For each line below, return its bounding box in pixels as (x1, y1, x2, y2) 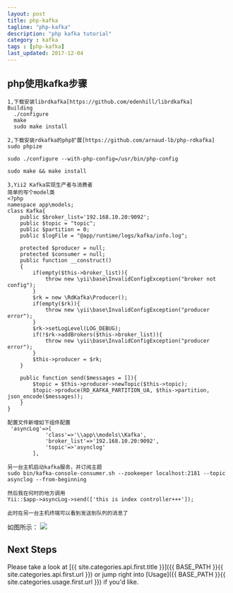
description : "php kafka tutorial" (7, 30, 112, 37)
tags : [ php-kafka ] (7, 43, 65, 50)
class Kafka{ (7, 207, 46, 214)
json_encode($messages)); (7, 393, 83, 400)
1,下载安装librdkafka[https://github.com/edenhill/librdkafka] (7, 98, 193, 105)
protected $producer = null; (20, 245, 106, 252)
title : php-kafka (7, 17, 59, 24)
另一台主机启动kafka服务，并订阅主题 (7, 464, 102, 471)
